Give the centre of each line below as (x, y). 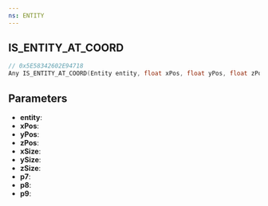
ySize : (30, 159)
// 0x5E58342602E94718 (46, 66)
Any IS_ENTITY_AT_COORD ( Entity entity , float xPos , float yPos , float (128, 74)
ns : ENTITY (26, 16)
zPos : (30, 143)
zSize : (30, 168)
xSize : (30, 151)
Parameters (38, 98)
